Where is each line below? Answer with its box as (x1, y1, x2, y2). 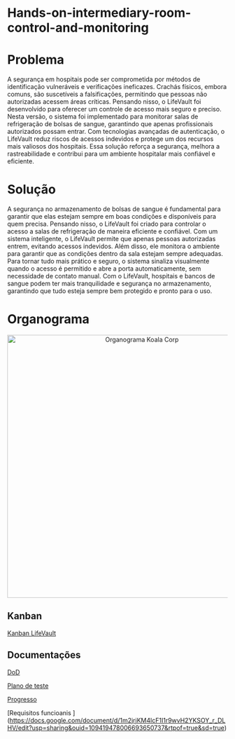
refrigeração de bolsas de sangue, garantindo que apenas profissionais (7, 120, 213, 128)
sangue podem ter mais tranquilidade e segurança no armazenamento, (7, 279, 212, 288)
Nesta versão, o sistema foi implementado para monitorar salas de (7, 112, 199, 121)
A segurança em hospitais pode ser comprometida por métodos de (7, 75, 201, 83)
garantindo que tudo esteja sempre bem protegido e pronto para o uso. (7, 287, 213, 295)
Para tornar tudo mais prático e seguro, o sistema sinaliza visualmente (7, 257, 210, 266)
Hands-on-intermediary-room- (7, 5, 192, 21)
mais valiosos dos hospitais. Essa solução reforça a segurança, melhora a (7, 142, 220, 151)
